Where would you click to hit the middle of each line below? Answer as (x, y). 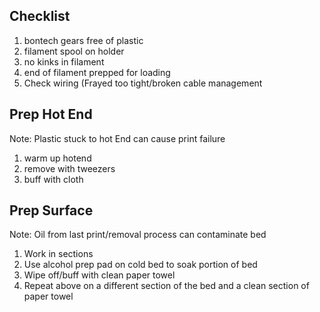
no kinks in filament (64, 61)
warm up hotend (57, 158)
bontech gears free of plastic (83, 40)
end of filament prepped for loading (97, 72)
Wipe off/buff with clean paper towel (99, 275)
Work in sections (58, 254)
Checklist (40, 16)
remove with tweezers (69, 168)
